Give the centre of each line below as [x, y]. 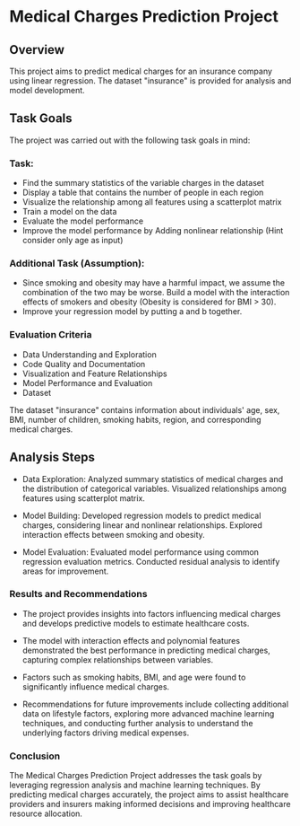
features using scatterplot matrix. [84, 498]
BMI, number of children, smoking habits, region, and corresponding [135, 419]
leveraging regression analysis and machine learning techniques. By [135, 785]
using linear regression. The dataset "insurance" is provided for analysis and [150, 81]
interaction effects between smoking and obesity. [114, 534]
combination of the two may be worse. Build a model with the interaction [156, 293]
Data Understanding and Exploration [89, 354]
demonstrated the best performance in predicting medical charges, [146, 650]
